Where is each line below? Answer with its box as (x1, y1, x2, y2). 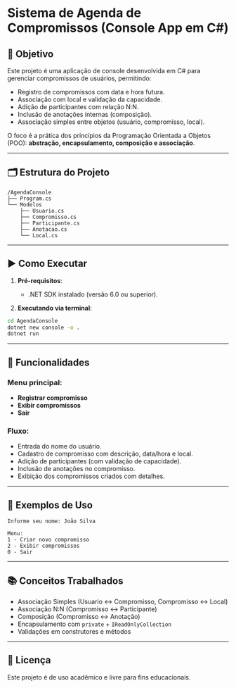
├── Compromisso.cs (20, 213, 77, 220)
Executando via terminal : (17, 304, 93, 312)
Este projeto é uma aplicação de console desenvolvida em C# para (7, 67, 201, 75)
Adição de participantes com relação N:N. (17, 103, 139, 111)
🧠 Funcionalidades (7, 356, 90, 368)
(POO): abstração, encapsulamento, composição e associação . (7, 139, 195, 147)
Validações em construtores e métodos (17, 627, 131, 635)
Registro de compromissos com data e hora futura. (17, 88, 165, 96)
